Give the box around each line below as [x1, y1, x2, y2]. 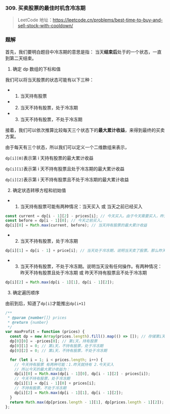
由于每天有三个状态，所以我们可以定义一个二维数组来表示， [5, 144, 130, 150]
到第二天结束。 [5, 55, 36, 61]
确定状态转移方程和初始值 [12, 187, 66, 193]
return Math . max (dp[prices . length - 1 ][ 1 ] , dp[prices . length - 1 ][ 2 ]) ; [10, 399, 164, 405]
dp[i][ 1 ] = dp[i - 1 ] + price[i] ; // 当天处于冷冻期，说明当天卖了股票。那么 [5, 248, 158, 253]
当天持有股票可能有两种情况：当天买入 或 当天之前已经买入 [20, 203, 143, 209]
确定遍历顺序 [12, 289, 39, 295]
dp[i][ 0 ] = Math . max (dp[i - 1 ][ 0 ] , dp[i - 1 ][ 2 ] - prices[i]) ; [14, 371, 151, 377]
